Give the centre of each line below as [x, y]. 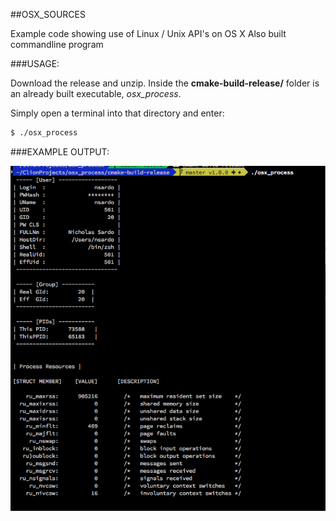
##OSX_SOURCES [48, 14]
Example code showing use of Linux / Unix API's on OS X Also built [148, 33]
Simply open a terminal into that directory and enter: [117, 113]
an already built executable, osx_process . [96, 93]
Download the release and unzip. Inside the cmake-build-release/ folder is [165, 83]
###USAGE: [35, 63]
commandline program [57, 44]
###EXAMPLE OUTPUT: [60, 151]
